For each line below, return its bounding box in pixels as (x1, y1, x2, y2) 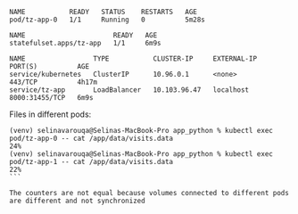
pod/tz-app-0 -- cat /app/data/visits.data (9, 134, 174, 143)
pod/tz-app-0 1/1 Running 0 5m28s (9, 15, 205, 24)
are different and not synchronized (9, 196, 145, 205)
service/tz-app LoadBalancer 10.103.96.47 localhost (9, 86, 250, 95)
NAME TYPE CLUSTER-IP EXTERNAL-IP (9, 54, 257, 63)
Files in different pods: (9, 109, 92, 119)
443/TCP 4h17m (9, 78, 98, 86)
